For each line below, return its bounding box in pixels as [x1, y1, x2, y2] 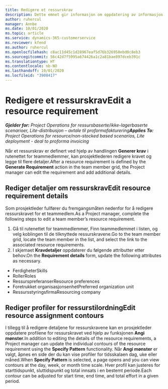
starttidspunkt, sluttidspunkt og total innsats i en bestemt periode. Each [5, 367, 152, 373]
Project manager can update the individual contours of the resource [5, 341, 146, 347]
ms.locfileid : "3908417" [5, 73, 57, 78]
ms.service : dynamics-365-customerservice [5, 36, 96, 41]
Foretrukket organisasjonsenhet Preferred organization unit [12, 283, 134, 290]
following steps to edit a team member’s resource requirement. [5, 216, 135, 222]
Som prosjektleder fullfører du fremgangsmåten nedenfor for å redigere [5, 205, 153, 211]
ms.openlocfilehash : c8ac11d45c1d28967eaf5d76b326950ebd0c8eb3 [5, 49, 141, 54]
